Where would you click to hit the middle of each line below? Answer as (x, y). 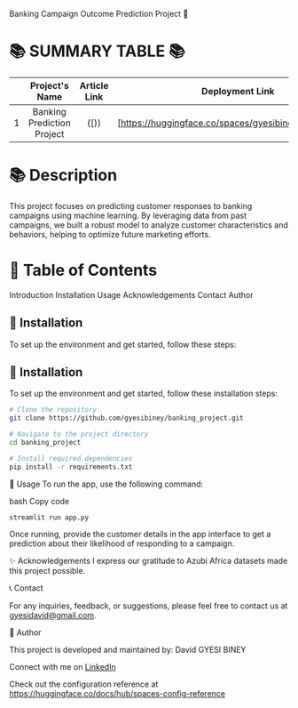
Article (94, 85)
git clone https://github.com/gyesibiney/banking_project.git (126, 418)
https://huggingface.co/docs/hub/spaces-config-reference (118, 693)
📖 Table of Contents (83, 270)
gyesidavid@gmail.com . (53, 615)
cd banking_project (45, 443)
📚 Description (63, 176)
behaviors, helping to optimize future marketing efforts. (110, 234)
